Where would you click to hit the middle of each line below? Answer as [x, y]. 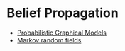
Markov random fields [49, 40]
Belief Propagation [62, 13]
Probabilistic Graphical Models [62, 33]
